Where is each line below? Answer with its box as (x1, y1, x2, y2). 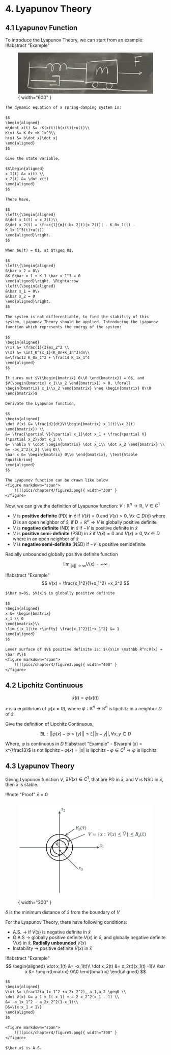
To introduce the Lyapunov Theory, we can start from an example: (5, 37, 144, 43)
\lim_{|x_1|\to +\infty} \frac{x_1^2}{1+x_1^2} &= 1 (5, 626, 120, 631)
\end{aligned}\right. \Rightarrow (5, 278, 79, 283)
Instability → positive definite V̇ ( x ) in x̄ (12, 945, 93, 951)
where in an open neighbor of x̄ (12, 536, 79, 542)
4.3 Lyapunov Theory (5, 762, 75, 771)
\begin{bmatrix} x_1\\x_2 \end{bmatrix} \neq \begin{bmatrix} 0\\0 (5, 386, 152, 391)
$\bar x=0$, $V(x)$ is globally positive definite (5, 590, 115, 595)
